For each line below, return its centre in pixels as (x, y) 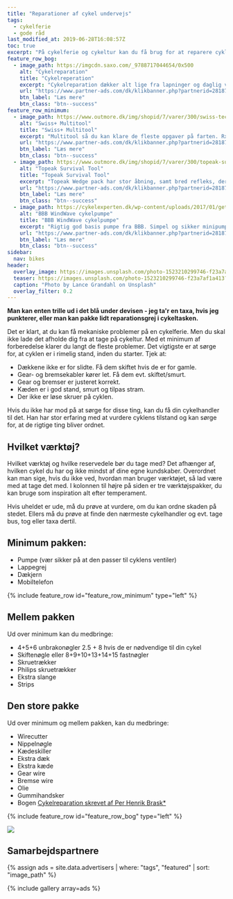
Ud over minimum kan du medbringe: (60, 634)
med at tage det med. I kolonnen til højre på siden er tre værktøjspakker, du (115, 486)
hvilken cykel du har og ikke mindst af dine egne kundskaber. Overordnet (112, 471)
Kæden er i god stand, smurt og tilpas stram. (81, 389)
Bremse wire (35, 780)
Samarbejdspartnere (53, 851)
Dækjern (29, 574)
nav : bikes (29, 259)
